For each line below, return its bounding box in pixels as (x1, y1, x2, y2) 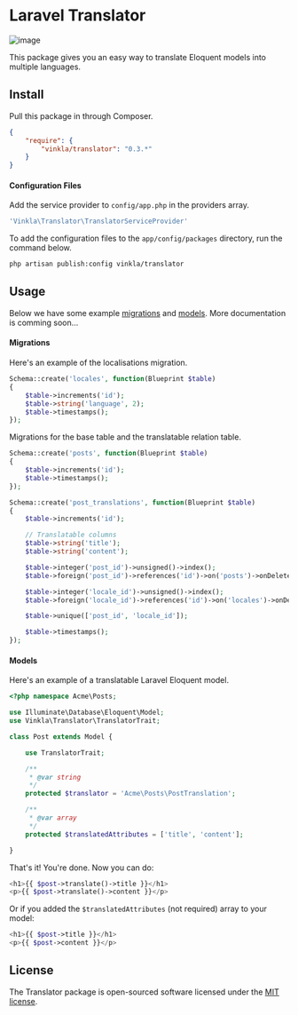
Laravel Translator (9, 5, 146, 26)
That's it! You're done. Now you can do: (9, 862, 154, 873)
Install (9, 87, 44, 102)
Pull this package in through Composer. (9, 110, 153, 121)
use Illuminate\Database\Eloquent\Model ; (9, 708, 165, 718)
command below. (9, 242, 73, 253)
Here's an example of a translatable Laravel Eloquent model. (9, 675, 229, 686)
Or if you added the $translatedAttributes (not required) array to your (9, 903, 268, 915)
